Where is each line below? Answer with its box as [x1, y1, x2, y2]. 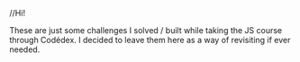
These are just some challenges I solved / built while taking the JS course [9, 25, 283, 35]
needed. [9, 44, 41, 55]
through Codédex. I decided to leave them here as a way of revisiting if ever [9, 35, 291, 45]
